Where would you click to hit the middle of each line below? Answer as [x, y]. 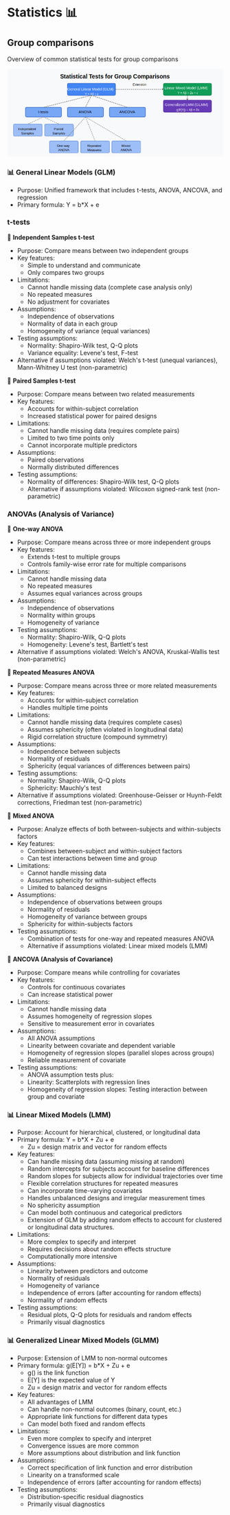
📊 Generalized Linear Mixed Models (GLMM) [83, 1340]
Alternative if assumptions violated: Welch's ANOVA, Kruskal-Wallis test [118, 652]
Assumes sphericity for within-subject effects [92, 880]
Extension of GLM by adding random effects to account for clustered [124, 1220]
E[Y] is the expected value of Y [71, 1380]
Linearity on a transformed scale [73, 1474]
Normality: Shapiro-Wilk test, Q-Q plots [83, 345]
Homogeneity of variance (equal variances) [89, 330]
